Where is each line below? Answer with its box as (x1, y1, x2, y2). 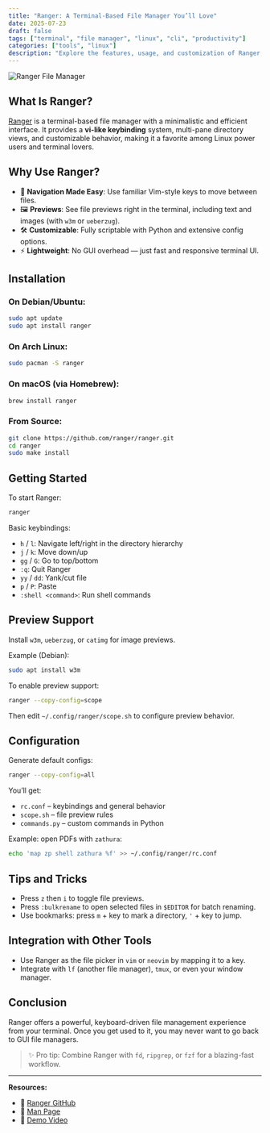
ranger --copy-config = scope (8, 696, 103, 704)
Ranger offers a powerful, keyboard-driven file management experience (8, 1017, 247, 1027)
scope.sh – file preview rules (19, 810, 114, 819)
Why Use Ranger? (8, 165, 100, 179)
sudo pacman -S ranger (8, 360, 84, 368)
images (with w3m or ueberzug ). (19, 215, 121, 226)
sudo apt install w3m (8, 666, 81, 674)
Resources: (8, 1082, 47, 1092)
